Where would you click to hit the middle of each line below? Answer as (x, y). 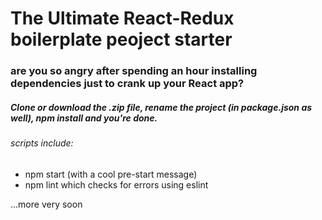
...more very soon (46, 204)
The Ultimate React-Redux (122, 18)
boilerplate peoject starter (121, 39)
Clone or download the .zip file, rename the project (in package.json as (161, 107)
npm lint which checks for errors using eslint (116, 184)
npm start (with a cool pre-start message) (111, 174)
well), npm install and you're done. (84, 118)
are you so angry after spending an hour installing (134, 71)
